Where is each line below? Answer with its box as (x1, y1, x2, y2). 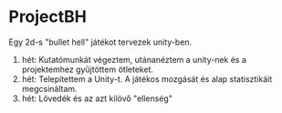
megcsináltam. (21, 83, 78, 94)
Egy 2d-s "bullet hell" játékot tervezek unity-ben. (8, 36, 193, 47)
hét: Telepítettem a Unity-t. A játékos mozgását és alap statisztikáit (21, 73, 273, 84)
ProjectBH (8, 6, 88, 27)
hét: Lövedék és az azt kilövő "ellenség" (21, 93, 172, 104)
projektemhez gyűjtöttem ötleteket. (21, 64, 154, 75)
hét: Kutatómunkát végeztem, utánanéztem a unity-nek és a (21, 54, 247, 65)
